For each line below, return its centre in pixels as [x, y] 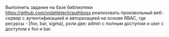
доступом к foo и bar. [29, 29]
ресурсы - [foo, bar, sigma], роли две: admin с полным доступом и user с [84, 23]
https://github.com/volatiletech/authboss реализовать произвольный [79, 13]
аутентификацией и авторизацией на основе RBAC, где [86, 18]
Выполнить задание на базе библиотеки [49, 7]
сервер [13, 18]
